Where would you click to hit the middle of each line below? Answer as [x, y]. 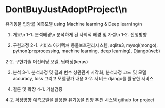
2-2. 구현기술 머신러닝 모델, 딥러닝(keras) [47, 61]
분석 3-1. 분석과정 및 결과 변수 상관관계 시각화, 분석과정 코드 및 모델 [79, 72]
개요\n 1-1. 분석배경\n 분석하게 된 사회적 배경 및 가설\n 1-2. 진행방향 [80, 34]
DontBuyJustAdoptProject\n [67, 9]
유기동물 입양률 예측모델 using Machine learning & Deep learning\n [74, 24]
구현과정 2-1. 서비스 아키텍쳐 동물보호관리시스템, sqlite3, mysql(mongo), [85, 45]
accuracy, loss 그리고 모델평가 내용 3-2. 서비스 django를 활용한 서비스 [83, 78]
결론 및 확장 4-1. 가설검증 [38, 89]
